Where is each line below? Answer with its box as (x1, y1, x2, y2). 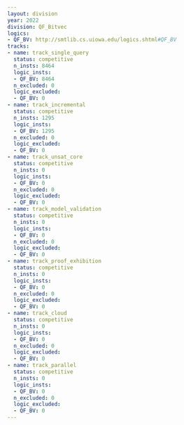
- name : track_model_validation (7, 206, 101, 213)
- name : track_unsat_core (7, 153, 83, 161)
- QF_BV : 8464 (13, 75, 55, 83)
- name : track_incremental (7, 102, 86, 109)
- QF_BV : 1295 (13, 127, 55, 134)
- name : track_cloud (7, 309, 68, 317)
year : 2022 (7, 17, 39, 24)
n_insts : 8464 (13, 62, 55, 69)
